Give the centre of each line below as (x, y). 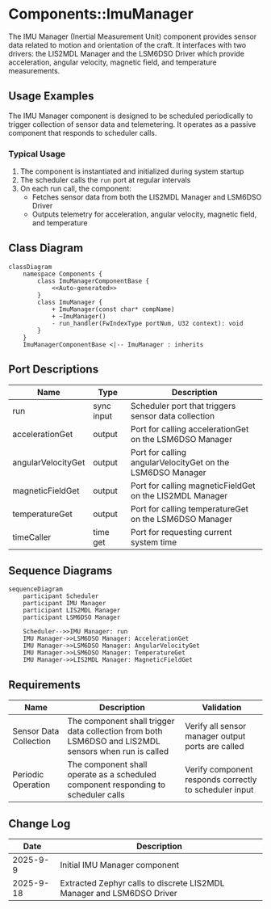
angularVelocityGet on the (180, 462)
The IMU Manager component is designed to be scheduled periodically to (131, 116)
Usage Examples (51, 97)
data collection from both (115, 731)
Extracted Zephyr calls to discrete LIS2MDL (142, 883)
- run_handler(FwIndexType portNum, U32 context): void (147, 323)
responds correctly (221, 780)
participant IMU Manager (65, 604)
